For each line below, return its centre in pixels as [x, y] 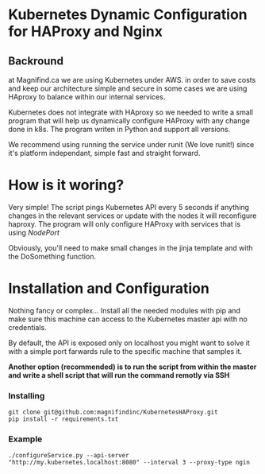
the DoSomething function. [52, 256]
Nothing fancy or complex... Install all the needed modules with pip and [124, 310]
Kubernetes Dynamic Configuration [128, 15]
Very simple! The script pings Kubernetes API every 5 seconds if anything [129, 207]
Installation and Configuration [109, 289]
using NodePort [34, 232]
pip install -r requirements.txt [63, 419]
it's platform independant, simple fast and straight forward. [104, 153]
